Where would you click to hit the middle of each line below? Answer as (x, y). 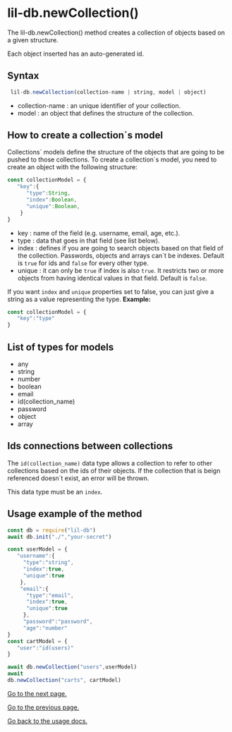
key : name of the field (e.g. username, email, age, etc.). (99, 233)
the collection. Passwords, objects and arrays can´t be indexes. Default (121, 255)
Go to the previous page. (43, 707)
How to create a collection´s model (85, 135)
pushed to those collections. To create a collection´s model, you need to (112, 159)
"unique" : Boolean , (53, 206)
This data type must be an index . (55, 492)
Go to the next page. (37, 693)
